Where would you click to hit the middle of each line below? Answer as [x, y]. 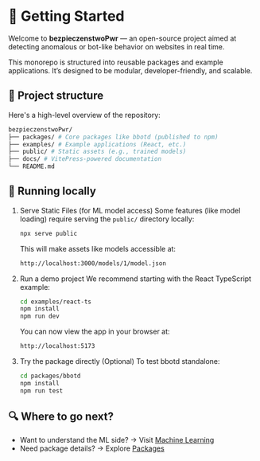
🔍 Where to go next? [61, 417]
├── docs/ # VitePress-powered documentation [85, 159]
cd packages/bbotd [50, 376]
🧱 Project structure [56, 96]
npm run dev [39, 316]
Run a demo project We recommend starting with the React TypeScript [136, 279]
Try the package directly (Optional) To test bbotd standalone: [120, 361]
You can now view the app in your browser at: [95, 332]
